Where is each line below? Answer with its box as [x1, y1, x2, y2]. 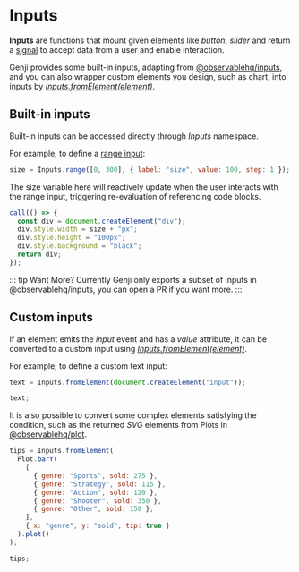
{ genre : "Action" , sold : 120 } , [32, 488, 158, 497]
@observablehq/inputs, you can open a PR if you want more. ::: [9, 284, 243, 295]
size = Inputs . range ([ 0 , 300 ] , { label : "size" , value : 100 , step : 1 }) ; [9, 165, 291, 175]
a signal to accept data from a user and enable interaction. [9, 44, 226, 55]
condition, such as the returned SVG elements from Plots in [9, 420, 228, 431]
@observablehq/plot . [9, 429, 88, 440]
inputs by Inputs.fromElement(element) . [9, 81, 155, 91]
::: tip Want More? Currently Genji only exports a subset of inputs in [9, 274, 257, 285]
